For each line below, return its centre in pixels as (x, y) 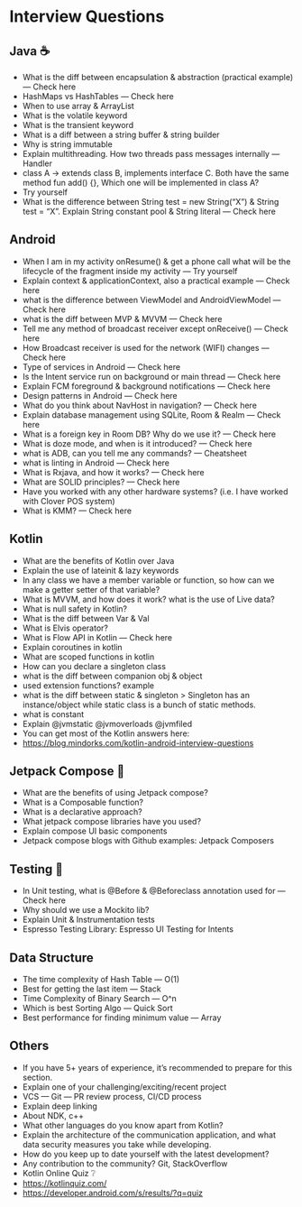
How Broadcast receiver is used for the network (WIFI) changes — (146, 347)
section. (37, 1077)
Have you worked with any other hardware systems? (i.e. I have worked (155, 491)
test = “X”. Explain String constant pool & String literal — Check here (149, 211)
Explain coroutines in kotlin (73, 647)
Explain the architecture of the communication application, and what (149, 1135)
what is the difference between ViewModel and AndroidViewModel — (151, 299)
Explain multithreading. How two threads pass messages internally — (151, 154)
